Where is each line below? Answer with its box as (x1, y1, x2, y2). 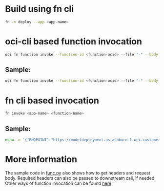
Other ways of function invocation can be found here (5, 180, 111, 186)
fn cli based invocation (5, 95, 99, 106)
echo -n (5, 137, 21, 142)
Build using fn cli (5, 3, 74, 15)
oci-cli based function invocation (5, 36, 143, 47)
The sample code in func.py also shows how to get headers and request (5, 170, 150, 176)
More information (5, 154, 77, 165)
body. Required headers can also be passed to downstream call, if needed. (5, 175, 156, 181)
